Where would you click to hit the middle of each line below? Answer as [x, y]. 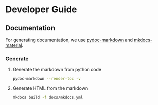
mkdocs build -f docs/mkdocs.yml [48, 98]
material [14, 45]
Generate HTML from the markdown [50, 88]
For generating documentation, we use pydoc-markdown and [69, 40]
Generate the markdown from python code [57, 70]
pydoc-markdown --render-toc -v [46, 79]
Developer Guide [41, 9]
